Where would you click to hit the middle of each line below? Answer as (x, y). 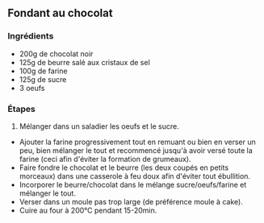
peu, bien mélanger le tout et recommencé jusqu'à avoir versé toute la (136, 150)
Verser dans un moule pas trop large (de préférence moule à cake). (131, 201)
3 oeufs (32, 88)
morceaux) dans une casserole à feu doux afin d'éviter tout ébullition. (135, 176)
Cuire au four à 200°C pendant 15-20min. (88, 210)
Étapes (21, 109)
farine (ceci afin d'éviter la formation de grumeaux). (105, 159)
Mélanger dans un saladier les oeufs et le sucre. (99, 126)
